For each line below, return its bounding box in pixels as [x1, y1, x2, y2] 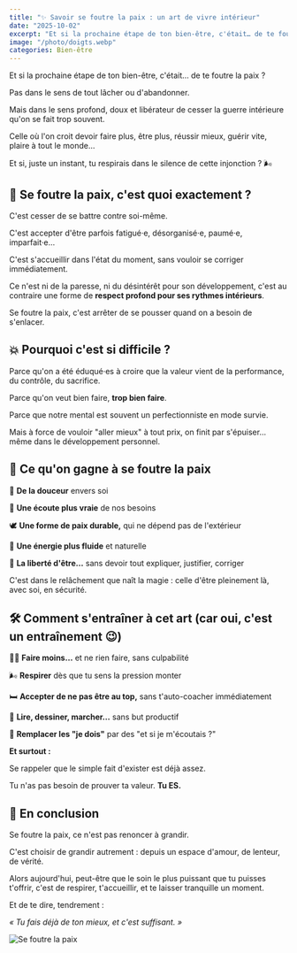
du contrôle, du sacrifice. [9, 375, 101, 386]
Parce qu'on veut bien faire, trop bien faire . [9, 392, 167, 403]
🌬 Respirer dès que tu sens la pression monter [9, 670, 182, 681]
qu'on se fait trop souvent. [9, 114, 105, 125]
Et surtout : [9, 746, 51, 757]
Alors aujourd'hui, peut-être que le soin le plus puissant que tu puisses [9, 873, 267, 884]
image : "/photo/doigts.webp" [9, 37, 117, 47]
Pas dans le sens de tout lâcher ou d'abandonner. [9, 88, 190, 98]
